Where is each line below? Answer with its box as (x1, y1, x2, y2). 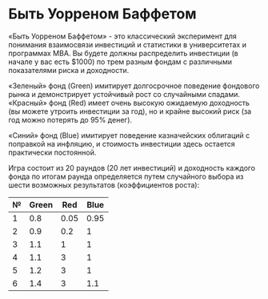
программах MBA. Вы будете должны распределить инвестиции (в (8, 48, 238, 58)
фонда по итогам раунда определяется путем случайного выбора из (8, 172, 244, 181)
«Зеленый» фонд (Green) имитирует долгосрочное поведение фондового (8, 81, 260, 91)
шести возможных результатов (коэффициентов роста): (8, 180, 200, 189)
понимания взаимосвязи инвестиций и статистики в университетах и (8, 39, 246, 49)
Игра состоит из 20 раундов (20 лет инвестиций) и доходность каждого (8, 163, 256, 172)
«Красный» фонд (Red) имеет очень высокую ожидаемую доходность (8, 98, 250, 107)
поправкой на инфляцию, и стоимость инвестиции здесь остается (8, 139, 236, 148)
